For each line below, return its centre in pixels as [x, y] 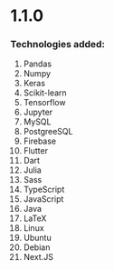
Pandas [38, 64]
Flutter [36, 151]
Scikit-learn [45, 93]
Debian [37, 247]
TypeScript [44, 190]
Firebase [40, 141]
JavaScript [43, 199]
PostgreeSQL [48, 132]
